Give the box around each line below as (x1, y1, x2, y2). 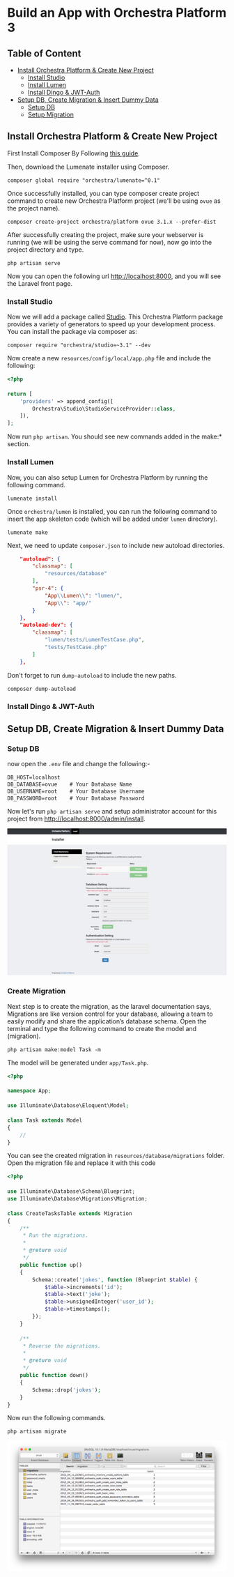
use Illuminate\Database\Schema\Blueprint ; (7, 1188, 136, 1195)
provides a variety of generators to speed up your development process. (7, 320, 216, 328)
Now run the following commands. (7, 1414, 106, 1422)
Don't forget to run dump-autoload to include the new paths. (7, 671, 177, 679)
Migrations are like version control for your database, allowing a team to (7, 1010, 214, 1018)
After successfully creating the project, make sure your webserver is (7, 230, 204, 238)
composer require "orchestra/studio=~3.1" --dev (7, 342, 151, 349)
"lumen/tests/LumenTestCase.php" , (44, 637, 145, 643)
